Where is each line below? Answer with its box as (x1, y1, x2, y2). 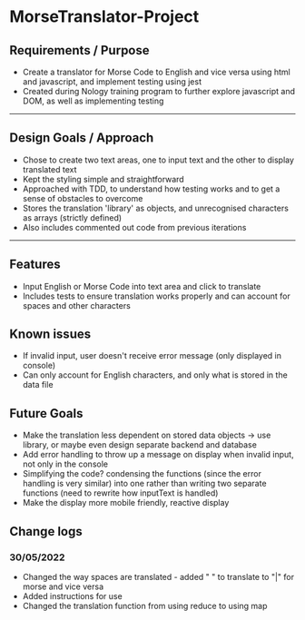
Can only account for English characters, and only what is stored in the (22, 369, 288, 380)
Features (9, 257, 61, 272)
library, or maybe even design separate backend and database (22, 439, 257, 450)
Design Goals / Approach (9, 130, 154, 146)
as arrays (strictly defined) (22, 212, 123, 223)
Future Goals (9, 406, 84, 421)
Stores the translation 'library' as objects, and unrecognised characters (22, 202, 289, 213)
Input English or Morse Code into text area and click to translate (22, 280, 261, 291)
